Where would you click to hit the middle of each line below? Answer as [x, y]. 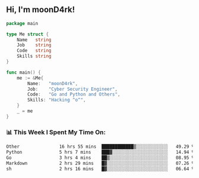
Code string [34, 51]
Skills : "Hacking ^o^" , [57, 100]
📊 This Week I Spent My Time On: [56, 132]
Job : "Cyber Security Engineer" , [73, 89]
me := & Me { [30, 78]
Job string [34, 45]
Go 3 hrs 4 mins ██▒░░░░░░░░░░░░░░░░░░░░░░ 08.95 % [100, 158]
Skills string [34, 56]
